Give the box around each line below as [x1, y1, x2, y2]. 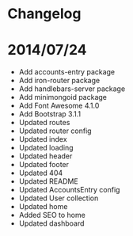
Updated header [18, 151, 73, 161]
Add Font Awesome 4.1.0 [18, 101, 100, 111]
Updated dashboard [18, 219, 85, 228]
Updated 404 [18, 168, 63, 178]
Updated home [18, 202, 68, 211]
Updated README [18, 177, 78, 186]
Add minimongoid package [18, 93, 108, 102]
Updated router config [18, 126, 92, 135]
